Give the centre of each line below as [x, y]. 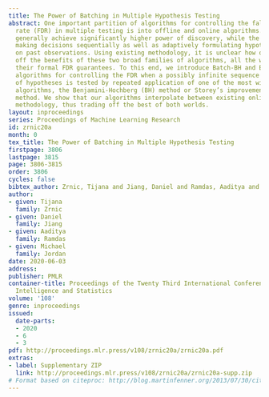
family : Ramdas [41, 239]
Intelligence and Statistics [64, 291]
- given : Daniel [35, 217]
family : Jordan [41, 254]
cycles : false [32, 180]
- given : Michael [37, 247]
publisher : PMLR [35, 276]
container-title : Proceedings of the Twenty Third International [119, 284]
